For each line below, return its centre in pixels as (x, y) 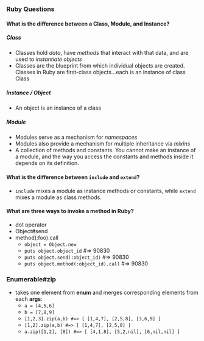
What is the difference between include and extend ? (73, 177)
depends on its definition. (47, 163)
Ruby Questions (30, 9)
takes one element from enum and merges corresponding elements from (107, 293)
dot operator (31, 225)
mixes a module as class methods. (58, 197)
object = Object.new (50, 244)
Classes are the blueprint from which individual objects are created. (100, 66)
